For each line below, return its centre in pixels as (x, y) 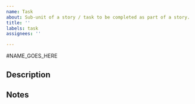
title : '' (18, 23)
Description (28, 75)
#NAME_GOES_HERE (32, 56)
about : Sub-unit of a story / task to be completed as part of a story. (98, 17)
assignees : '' (24, 34)
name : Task (20, 12)
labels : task (22, 28)
